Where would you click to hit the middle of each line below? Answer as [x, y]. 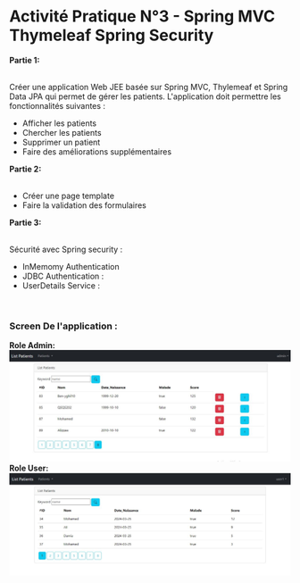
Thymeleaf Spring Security [112, 35]
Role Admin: [32, 346]
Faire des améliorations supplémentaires [97, 151]
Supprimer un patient [61, 142]
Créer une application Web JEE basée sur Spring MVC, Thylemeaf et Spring [149, 87]
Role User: [29, 468]
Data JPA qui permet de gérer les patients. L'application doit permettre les [145, 96]
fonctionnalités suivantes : [57, 105]
